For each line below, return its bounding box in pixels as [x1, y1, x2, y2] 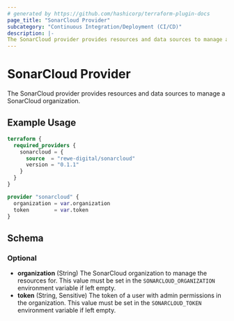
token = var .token [13, 207, 89, 214]
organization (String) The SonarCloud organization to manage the [17, 269, 208, 278]
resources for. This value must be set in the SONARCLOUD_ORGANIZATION [17, 276, 215, 285]
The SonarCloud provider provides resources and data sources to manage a [7, 89, 226, 98]
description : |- [7, 29, 54, 37]
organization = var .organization [13, 200, 111, 207]
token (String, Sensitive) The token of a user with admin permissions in [17, 291, 221, 300]
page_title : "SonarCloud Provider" [7, 17, 111, 24]
